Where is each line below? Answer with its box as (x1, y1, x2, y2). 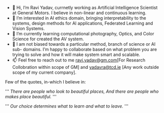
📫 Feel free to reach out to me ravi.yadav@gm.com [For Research (12, 57, 146, 63)
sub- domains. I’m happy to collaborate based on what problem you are (12, 47, 157, 52)
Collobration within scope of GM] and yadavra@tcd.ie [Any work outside (12, 64, 159, 70)
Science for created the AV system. (12, 36, 84, 42)
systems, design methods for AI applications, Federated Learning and (12, 20, 153, 26)
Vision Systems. (12, 26, 45, 31)
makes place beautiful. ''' (5, 94, 57, 99)
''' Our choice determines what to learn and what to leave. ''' (5, 103, 129, 109)
